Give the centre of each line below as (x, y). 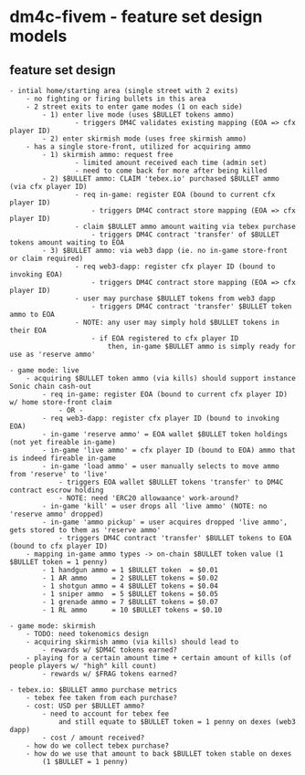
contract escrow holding (57, 490)
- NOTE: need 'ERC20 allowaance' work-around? (148, 498)
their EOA (28, 330)
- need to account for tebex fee (106, 714)
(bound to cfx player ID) (58, 546)
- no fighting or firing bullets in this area (116, 99)
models (38, 36)
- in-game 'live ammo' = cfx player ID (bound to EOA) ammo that (169, 450)
